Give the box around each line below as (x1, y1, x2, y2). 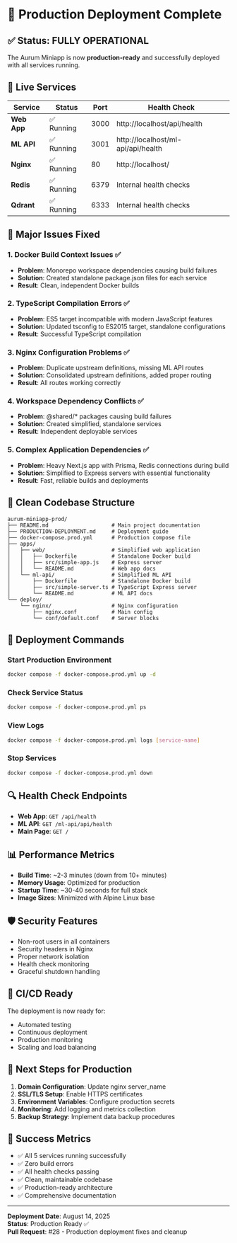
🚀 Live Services (7, 81, 77, 93)
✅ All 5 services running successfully (17, 1152, 127, 1160)
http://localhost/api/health (116, 118, 203, 128)
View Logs (7, 721, 44, 731)
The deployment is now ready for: (7, 1007, 106, 1015)
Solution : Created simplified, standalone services (17, 420, 162, 428)
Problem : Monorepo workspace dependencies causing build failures (17, 265, 217, 275)
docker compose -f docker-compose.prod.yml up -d (7, 671, 157, 678)
